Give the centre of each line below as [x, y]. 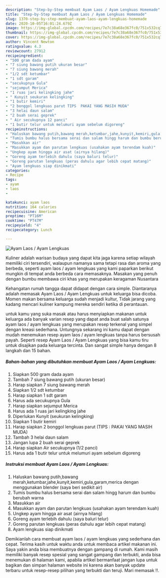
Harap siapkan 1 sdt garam [40, 395]
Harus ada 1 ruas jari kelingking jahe [49, 411]
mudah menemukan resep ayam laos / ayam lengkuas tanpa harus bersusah [83, 334]
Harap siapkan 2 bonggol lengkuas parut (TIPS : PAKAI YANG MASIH [83, 427]
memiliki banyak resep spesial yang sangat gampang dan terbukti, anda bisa [83, 554]
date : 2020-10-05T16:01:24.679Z [39, 23]
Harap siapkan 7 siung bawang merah [51, 385]
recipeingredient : [24, 56]
